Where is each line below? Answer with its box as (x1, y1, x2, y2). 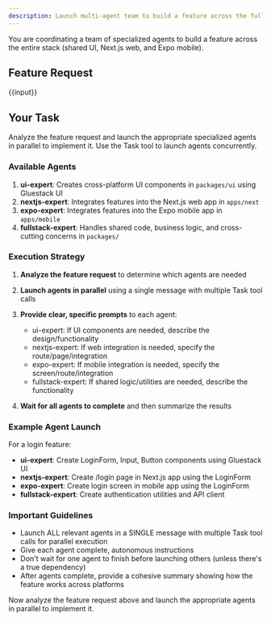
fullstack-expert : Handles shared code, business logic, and (19, 222, 219, 232)
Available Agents (8, 161, 77, 172)
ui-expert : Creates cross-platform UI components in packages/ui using (19, 180, 256, 189)
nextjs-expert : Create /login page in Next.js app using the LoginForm (19, 472, 252, 482)
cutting (19, 231, 44, 241)
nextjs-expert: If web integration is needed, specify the (31, 342, 215, 352)
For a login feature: (8, 440, 72, 450)
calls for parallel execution (19, 537, 108, 547)
